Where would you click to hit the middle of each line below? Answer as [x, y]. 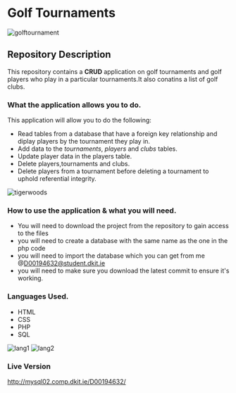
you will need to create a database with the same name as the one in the [123, 241]
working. [30, 278]
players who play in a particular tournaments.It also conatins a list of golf [113, 79]
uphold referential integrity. [57, 179]
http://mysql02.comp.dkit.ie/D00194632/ [67, 381]
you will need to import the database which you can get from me [111, 256]
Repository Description [59, 55]
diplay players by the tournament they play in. [83, 142]
